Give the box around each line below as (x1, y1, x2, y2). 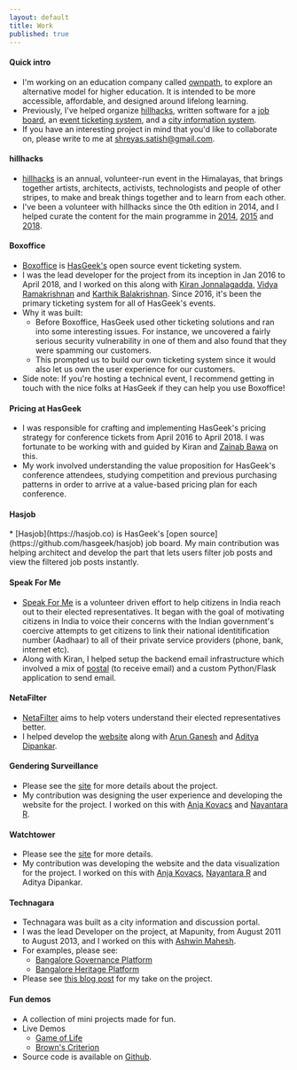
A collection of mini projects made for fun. (21, 1013, 176, 1024)
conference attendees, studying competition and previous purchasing (21, 470, 277, 480)
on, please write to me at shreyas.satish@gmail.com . (21, 133, 215, 144)
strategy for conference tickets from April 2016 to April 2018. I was (21, 432, 265, 443)
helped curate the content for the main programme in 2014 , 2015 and (21, 210, 274, 222)
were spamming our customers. (35, 345, 152, 355)
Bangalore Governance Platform (35, 955, 152, 965)
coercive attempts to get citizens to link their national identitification (21, 625, 270, 636)
